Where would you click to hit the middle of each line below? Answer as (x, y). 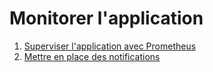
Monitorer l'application (106, 18)
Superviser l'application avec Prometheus (110, 46)
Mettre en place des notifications (92, 56)
